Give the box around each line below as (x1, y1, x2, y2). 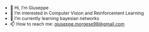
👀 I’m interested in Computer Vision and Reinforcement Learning (10, 10, 144, 16)
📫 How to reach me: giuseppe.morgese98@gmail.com (10, 21, 125, 27)
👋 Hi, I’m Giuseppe (10, 5, 49, 10)
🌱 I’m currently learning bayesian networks (10, 15, 100, 21)
